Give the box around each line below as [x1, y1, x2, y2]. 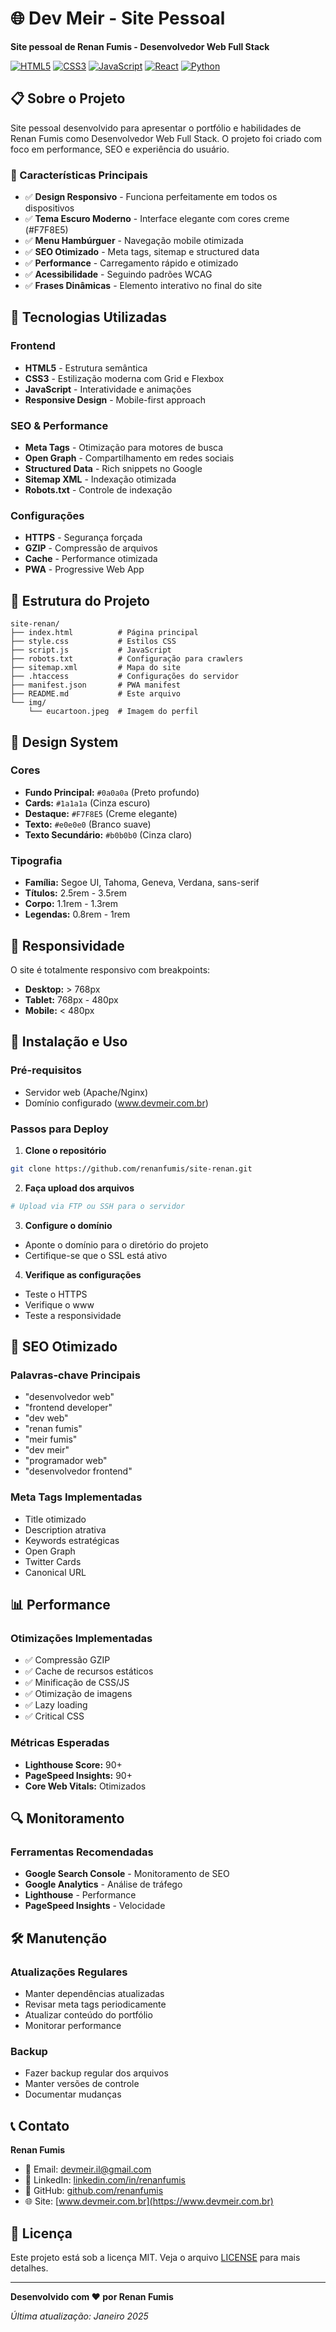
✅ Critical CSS [24, 1710, 85, 1722]
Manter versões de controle [24, 2078, 140, 2090]
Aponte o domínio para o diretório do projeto [24, 1238, 209, 1251]
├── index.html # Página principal [10, 628, 199, 638]
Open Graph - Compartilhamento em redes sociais [24, 452, 235, 464]
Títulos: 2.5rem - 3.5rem [24, 887, 128, 899]
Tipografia [10, 853, 63, 867]
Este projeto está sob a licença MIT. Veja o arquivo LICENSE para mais [10, 2251, 301, 2263]
